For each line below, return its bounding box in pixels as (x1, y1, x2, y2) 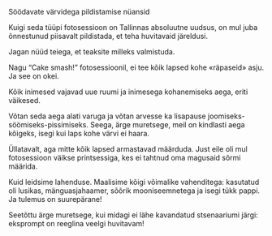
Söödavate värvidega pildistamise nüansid (8, 7, 150, 16)
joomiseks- (207, 111, 245, 121)
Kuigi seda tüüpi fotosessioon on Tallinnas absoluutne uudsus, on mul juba (8, 23, 258, 32)
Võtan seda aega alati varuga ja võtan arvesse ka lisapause (8, 111, 206, 121)
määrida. (8, 161, 38, 171)
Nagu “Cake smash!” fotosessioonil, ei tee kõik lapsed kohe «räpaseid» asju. (8, 62, 265, 72)
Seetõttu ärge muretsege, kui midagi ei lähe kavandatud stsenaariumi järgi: (8, 210, 258, 220)
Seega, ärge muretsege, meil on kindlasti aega (90, 120, 245, 129)
